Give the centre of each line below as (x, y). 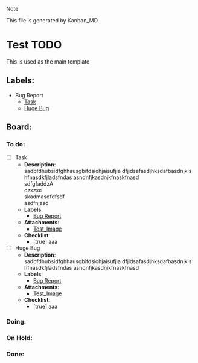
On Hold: (20, 338)
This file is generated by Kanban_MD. (53, 20)
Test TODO (34, 45)
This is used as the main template (48, 61)
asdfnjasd (37, 203)
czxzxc (33, 190)
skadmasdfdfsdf (44, 197)
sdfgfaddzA (39, 183)
